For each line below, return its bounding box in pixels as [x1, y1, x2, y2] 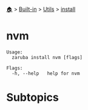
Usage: [6, 49, 23, 55]
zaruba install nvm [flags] [12, 54, 83, 60]
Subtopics [6, 91, 59, 105]
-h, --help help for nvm [12, 70, 80, 77]
